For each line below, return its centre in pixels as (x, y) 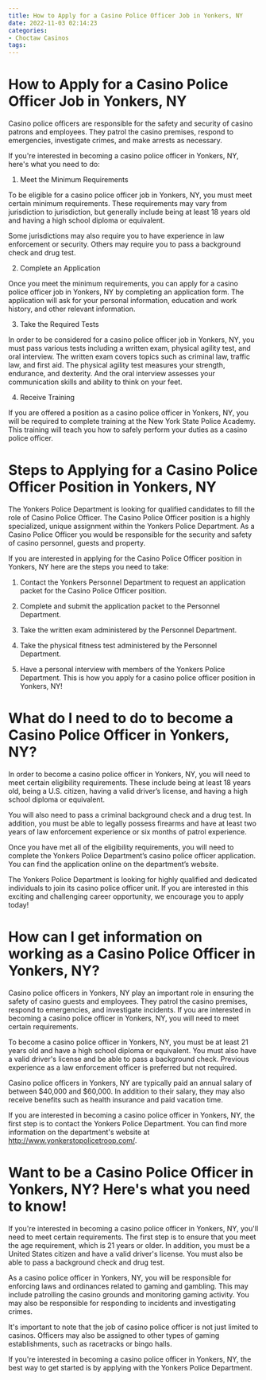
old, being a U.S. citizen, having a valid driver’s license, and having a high (128, 791)
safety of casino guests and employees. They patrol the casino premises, (128, 1001)
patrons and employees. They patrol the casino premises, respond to (121, 132)
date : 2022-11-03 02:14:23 (53, 23)
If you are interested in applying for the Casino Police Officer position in (125, 558)
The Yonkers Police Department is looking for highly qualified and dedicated (133, 879)
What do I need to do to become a (121, 719)
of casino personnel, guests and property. (77, 543)
